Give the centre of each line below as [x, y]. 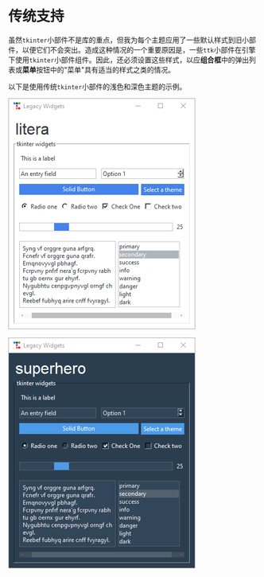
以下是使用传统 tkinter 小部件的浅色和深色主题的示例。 [97, 86]
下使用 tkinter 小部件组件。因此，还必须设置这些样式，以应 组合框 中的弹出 [129, 60]
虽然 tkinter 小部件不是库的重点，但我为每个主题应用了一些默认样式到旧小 [129, 40]
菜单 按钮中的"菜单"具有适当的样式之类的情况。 [99, 69]
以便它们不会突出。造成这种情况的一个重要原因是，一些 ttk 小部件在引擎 [139, 49]
